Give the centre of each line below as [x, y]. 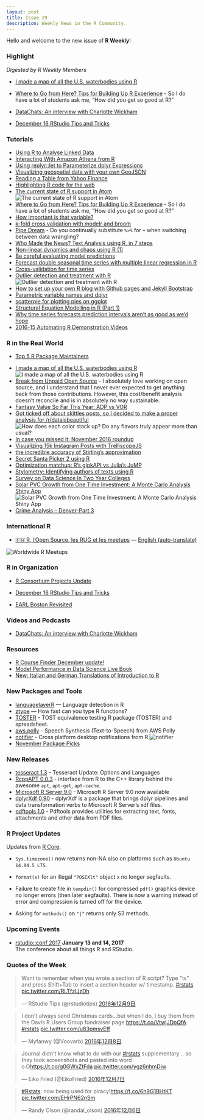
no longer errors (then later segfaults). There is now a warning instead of [107, 895]
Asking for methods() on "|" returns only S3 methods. [82, 913]
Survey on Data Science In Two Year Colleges [72, 478]
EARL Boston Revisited [44, 604]
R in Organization [32, 567]
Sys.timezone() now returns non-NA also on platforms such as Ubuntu [103, 859]
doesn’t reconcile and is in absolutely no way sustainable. [87, 400]
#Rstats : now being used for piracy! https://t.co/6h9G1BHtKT [97, 1091]
